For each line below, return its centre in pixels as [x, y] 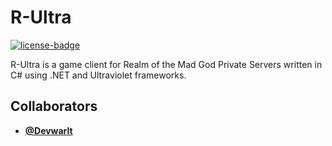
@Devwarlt [48, 130]
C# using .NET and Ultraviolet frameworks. [98, 75]
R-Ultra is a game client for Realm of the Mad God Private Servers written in [166, 64]
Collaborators [54, 106]
